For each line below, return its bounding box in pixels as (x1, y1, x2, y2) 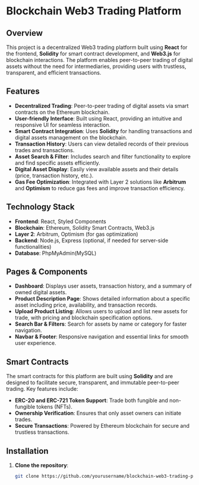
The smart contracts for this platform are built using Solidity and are (6, 373, 173, 380)
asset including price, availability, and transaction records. (14, 301, 157, 308)
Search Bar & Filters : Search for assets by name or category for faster (14, 320, 187, 328)
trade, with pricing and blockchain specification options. (14, 314, 153, 322)
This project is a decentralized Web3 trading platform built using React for (6, 44, 188, 51)
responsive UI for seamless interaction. (14, 121, 111, 128)
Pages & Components (6, 267, 88, 277)
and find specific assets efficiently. (14, 159, 100, 166)
